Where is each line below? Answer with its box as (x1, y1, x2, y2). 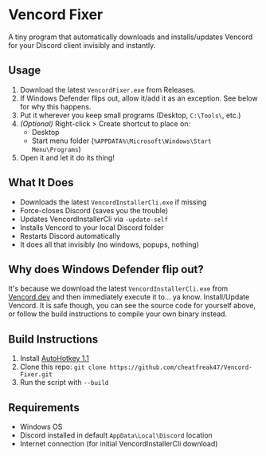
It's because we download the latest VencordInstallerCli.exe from (8, 284, 229, 293)
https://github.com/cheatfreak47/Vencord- (109, 363, 252, 372)
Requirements (8, 401, 80, 414)
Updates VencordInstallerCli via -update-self (19, 214, 169, 224)
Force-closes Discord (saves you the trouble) (19, 205, 169, 215)
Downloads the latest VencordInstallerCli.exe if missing (19, 197, 207, 207)
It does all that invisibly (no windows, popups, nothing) (19, 240, 199, 249)
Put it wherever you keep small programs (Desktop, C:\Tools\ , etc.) (19, 110, 241, 120)
